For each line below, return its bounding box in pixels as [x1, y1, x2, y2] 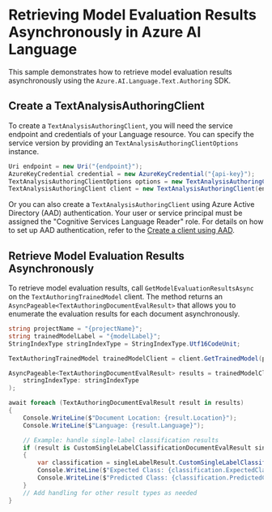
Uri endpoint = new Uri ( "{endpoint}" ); [8, 162, 143, 170]
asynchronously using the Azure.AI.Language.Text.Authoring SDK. [8, 75, 232, 85]
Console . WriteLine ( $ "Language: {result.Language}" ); [23, 421, 205, 429]
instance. [8, 146, 40, 156]
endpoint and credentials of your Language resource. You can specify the [8, 129, 255, 139]
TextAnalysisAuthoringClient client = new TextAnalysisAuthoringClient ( [8, 185, 259, 193]
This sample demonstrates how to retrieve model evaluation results [8, 67, 232, 76]
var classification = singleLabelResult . [37, 458, 180, 467]
